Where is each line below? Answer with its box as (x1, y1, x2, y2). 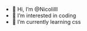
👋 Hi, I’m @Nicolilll (12, 6, 58, 13)
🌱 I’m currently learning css (12, 18, 81, 25)
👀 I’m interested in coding (12, 12, 77, 19)
